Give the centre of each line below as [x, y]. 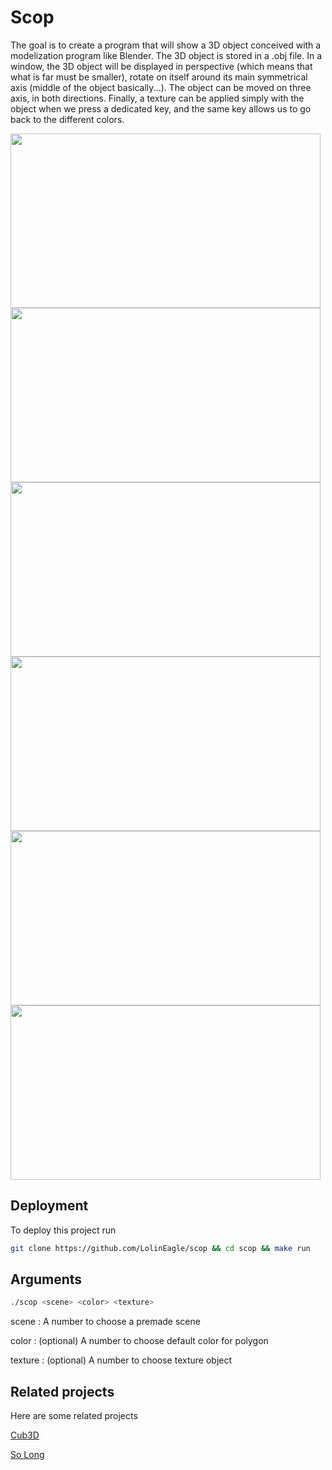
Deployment [49, 1206]
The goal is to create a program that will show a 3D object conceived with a [166, 45]
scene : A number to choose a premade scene [105, 1322]
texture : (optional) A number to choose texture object [121, 1360]
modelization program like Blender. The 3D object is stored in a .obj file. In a [166, 55]
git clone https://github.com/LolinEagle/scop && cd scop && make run [160, 1248]
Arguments [46, 1279]
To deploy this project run [63, 1230]
